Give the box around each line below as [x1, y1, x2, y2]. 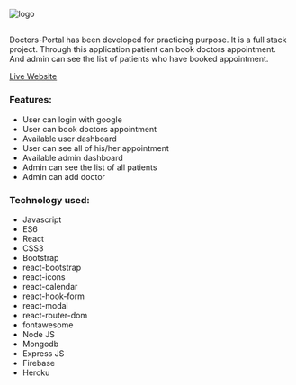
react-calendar [22, 281, 78, 291]
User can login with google [22, 113, 123, 125]
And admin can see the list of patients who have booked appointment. [9, 54, 269, 65]
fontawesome [22, 319, 74, 330]
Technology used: [9, 193, 90, 206]
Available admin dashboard [22, 152, 123, 163]
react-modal [22, 300, 69, 310]
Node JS [22, 328, 56, 339]
